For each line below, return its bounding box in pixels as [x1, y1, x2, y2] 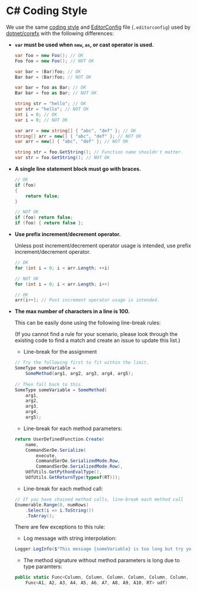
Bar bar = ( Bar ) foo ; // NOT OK [14, 74, 92, 80]
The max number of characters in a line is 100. [14, 308, 131, 315]
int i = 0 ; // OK [14, 112, 58, 117]
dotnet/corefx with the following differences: [6, 29, 114, 36]
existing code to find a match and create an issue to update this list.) [14, 337, 181, 344]
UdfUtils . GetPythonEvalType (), [25, 469, 102, 475]
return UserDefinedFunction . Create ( [14, 436, 105, 442]
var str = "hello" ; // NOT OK [14, 106, 89, 112]
